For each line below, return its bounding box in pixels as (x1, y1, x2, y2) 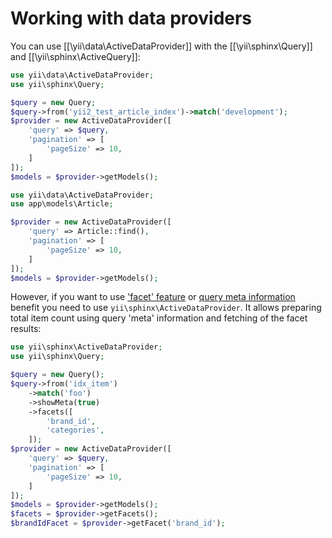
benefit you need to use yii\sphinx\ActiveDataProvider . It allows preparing (10, 302, 322, 314)
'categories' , (46, 425, 105, 436)
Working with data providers (10, 7, 253, 30)
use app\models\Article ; (10, 199, 114, 209)
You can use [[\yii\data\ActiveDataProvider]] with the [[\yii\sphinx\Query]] (10, 40, 313, 52)
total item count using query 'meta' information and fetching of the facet (10, 312, 308, 324)
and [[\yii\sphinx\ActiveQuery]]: (10, 50, 141, 62)
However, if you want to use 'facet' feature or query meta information (10, 291, 296, 303)
